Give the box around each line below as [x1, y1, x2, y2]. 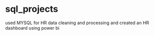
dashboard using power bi [5, 25, 59, 31]
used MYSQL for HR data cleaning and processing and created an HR [5, 20, 149, 26]
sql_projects [5, 3, 58, 15]
